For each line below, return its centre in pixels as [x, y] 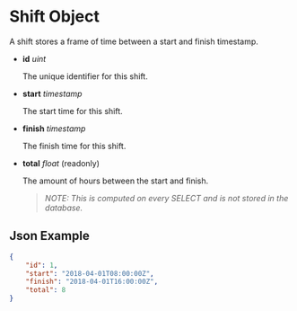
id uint [34, 58]
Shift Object [55, 17]
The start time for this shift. [72, 111]
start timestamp [52, 93]
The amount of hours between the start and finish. [115, 181]
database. [64, 208]
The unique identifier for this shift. [85, 76]
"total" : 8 [46, 290]
